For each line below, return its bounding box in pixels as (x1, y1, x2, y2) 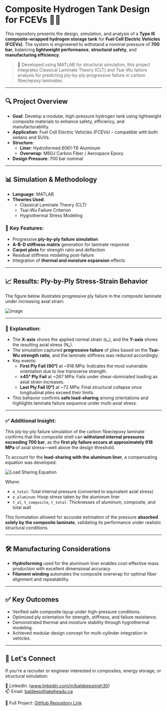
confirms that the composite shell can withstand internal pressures (5, 434, 145, 440)
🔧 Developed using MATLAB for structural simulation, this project (17, 61, 151, 67)
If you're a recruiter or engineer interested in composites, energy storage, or (5, 668, 162, 674)
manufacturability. (12, 123, 50, 129)
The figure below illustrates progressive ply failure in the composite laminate (5, 293, 162, 299)
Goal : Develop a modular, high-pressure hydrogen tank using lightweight (12, 113, 162, 119)
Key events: (12, 357, 37, 363)
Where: (5, 479, 20, 485)
